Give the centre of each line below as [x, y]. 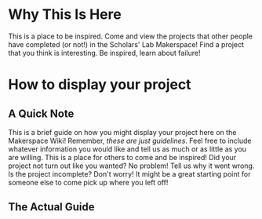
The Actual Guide [52, 207]
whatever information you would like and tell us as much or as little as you [127, 149]
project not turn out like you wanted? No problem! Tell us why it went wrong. [131, 166]
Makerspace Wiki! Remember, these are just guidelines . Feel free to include [130, 141]
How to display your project [100, 85]
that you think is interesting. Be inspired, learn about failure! [104, 53]
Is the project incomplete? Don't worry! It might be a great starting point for [129, 173]
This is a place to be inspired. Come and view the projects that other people [131, 36]
